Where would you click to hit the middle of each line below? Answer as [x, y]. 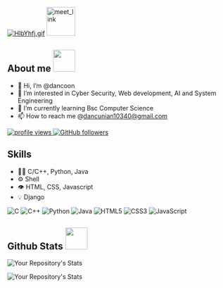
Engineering [35, 100]
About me [29, 69]
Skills [19, 155]
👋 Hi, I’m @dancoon [46, 85]
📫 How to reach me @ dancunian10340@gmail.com [92, 115]
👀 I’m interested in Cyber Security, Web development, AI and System [117, 93]
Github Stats [35, 246]
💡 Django [31, 196]
